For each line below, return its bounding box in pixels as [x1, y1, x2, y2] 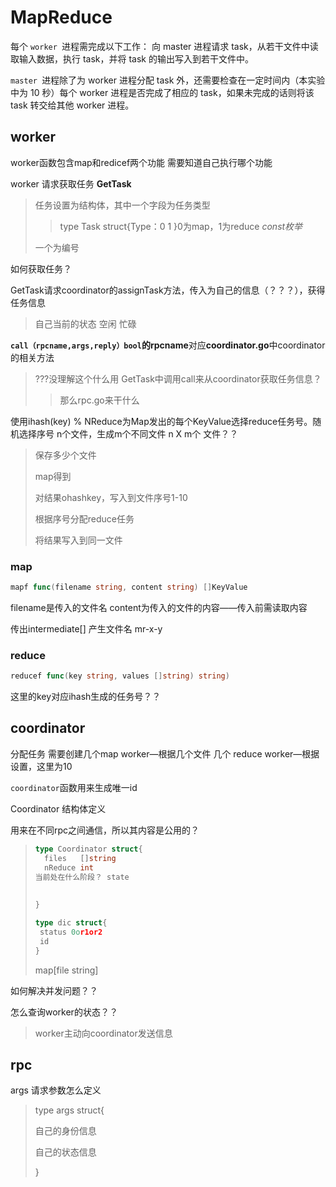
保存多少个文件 [34, 449, 97, 461]
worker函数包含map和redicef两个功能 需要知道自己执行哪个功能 [10, 156, 273, 168]
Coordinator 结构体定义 [10, 802, 107, 815]
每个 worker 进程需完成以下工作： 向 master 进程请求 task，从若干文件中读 [10, 40, 319, 52]
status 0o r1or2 [39, 927, 103, 937]
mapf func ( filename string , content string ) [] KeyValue [10, 582, 248, 593]
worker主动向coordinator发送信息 [34, 1027, 173, 1039]
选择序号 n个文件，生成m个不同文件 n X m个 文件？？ [18, 427, 239, 440]
